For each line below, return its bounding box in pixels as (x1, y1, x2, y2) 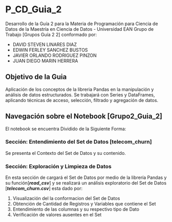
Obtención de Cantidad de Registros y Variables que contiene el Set (12, 201, 156, 207)
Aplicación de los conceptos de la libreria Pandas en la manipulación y (5, 86, 154, 92)
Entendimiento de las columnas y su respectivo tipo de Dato (12, 206, 140, 212)
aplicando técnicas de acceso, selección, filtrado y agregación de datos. (5, 97, 159, 103)
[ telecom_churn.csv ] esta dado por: (5, 186, 83, 192)
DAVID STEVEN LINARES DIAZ (12, 41, 77, 47)
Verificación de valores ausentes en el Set (12, 212, 102, 218)
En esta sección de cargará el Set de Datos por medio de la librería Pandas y (5, 174, 167, 180)
